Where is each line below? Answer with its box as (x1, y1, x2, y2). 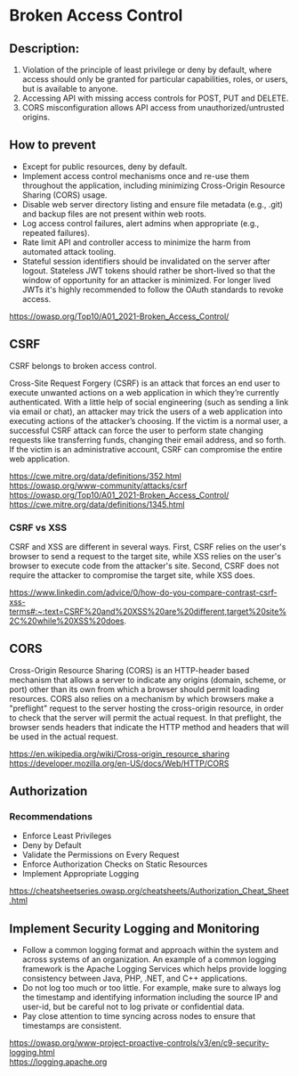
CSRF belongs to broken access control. (9, 360, 157, 371)
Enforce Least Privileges (21, 830, 112, 842)
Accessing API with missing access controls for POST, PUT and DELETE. (21, 93, 289, 103)
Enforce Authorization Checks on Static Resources (21, 859, 208, 869)
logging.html (9, 1047, 55, 1058)
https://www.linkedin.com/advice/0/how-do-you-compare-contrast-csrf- (9, 587, 278, 598)
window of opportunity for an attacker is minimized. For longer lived (21, 274, 271, 285)
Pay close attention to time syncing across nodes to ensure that (21, 1011, 256, 1022)
